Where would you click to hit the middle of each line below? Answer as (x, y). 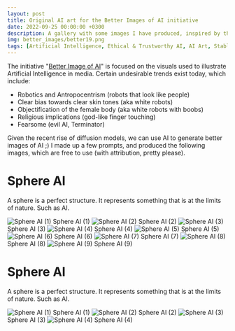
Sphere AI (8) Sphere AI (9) (70, 244)
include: (19, 81)
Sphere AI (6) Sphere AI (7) (116, 236)
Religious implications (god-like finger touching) (86, 117)
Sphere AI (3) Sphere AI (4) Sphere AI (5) (113, 229)
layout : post (26, 14)
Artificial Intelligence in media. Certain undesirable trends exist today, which (116, 73)
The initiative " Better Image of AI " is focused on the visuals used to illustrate (117, 66)
